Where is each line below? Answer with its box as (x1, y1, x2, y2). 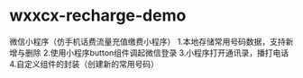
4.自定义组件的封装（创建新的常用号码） (9, 58, 160, 69)
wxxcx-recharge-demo (9, 5, 187, 26)
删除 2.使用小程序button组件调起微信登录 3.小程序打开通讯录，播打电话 (24, 47, 289, 58)
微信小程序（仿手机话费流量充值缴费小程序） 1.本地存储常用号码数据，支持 (9, 36, 286, 47)
